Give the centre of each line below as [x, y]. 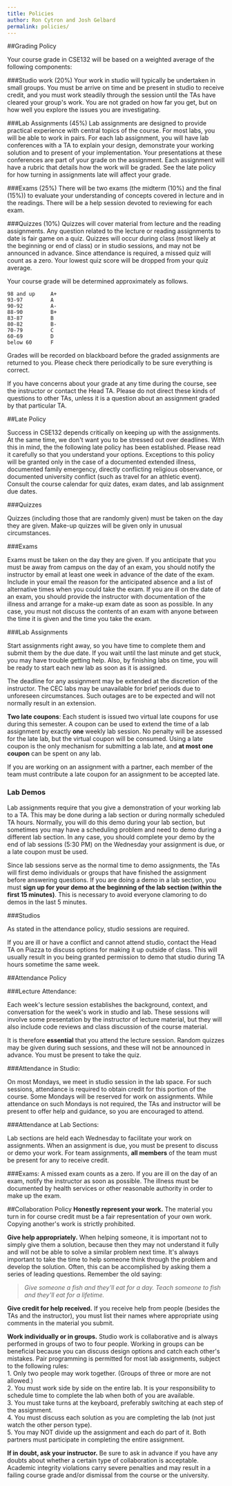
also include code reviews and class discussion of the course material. [108, 1026]
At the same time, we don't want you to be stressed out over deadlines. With [116, 440]
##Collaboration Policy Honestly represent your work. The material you [110, 1209]
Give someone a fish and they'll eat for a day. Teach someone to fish [122, 1287]
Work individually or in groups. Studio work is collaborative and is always [113, 1336]
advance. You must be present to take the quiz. [74, 1055]
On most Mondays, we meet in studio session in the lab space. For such [109, 1081]
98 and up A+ [32, 294]
